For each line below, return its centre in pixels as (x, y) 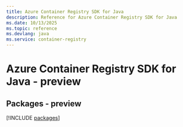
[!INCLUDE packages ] (33, 118)
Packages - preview (44, 103)
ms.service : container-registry (46, 39)
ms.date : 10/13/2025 (32, 23)
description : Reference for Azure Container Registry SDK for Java (92, 17)
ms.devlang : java (28, 34)
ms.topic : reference (32, 28)
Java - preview (44, 82)
